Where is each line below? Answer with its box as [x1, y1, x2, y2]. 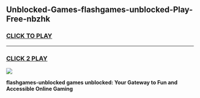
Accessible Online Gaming [6, 85, 73, 92]
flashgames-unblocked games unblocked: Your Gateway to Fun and [6, 78, 178, 86]
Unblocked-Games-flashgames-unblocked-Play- [6, 5, 193, 15]
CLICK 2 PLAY [6, 54, 48, 62]
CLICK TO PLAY [6, 32, 52, 40]
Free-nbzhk [6, 14, 51, 24]
